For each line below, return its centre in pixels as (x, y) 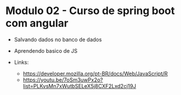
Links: (21, 62)
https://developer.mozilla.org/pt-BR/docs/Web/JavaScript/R (95, 73)
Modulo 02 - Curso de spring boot (90, 11)
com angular (37, 23)
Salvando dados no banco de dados (58, 39)
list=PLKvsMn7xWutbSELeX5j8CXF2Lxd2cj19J (79, 86)
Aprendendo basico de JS (46, 50)
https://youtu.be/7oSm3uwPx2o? (63, 80)
